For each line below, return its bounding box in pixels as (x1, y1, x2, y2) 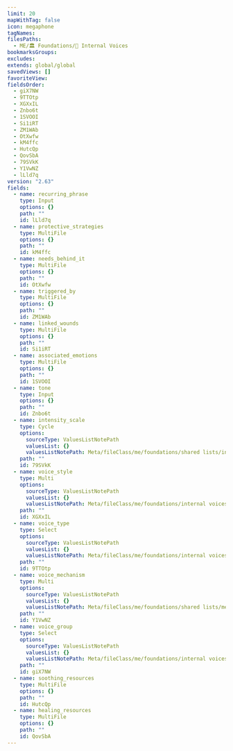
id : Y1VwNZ (19, 617, 51, 624)
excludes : (7, 56, 36, 62)
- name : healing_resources (13, 707, 92, 714)
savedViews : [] (7, 68, 51, 75)
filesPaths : (7, 36, 42, 43)
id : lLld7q (19, 217, 51, 223)
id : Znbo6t (19, 410, 51, 417)
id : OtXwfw (19, 281, 51, 288)
